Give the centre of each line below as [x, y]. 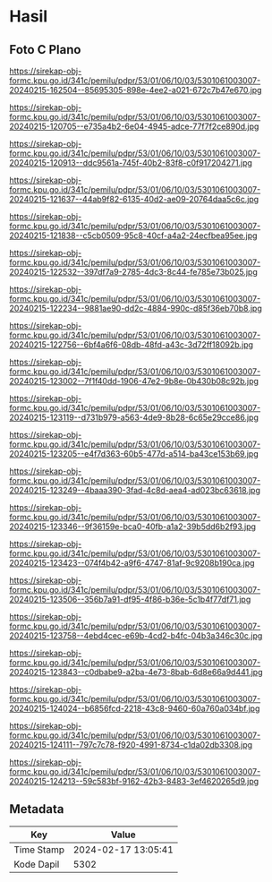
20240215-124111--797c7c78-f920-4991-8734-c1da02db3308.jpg [131, 745]
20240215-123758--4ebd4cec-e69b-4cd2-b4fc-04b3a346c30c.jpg [136, 636]
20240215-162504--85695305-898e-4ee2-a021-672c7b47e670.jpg [136, 90]
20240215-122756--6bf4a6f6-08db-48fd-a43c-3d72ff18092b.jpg [131, 345]
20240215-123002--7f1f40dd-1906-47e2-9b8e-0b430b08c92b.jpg [134, 381]
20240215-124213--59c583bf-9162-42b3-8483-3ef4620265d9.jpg [134, 781]
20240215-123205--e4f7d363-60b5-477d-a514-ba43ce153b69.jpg [134, 454]
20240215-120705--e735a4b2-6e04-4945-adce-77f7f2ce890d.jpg [134, 126]
